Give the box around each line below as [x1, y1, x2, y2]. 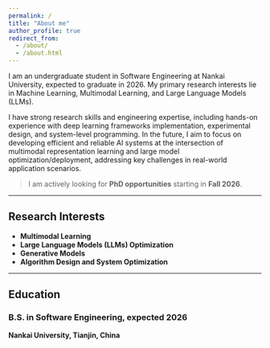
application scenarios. [8, 164, 82, 173]
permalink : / [8, 11, 52, 20]
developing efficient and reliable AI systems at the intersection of [8, 138, 223, 147]
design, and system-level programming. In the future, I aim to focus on [8, 129, 242, 139]
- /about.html [15, 49, 63, 57]
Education [8, 288, 61, 301]
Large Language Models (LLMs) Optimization [19, 240, 174, 249]
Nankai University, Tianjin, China [8, 330, 121, 340]
